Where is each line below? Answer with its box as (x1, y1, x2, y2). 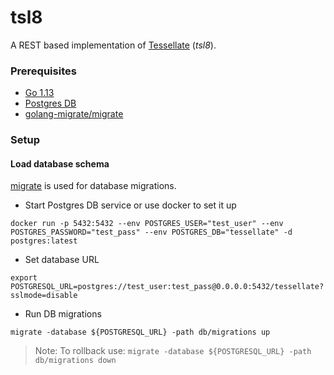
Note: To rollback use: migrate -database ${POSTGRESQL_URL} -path (34, 345, 312, 357)
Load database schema (10, 157, 110, 170)
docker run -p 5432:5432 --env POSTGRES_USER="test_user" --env (10, 219, 284, 229)
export (10, 273, 38, 283)
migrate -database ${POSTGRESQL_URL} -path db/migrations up (10, 327, 271, 338)
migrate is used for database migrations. (10, 180, 177, 192)
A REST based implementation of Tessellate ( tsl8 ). (10, 39, 217, 51)
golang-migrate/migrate (24, 108, 124, 120)
